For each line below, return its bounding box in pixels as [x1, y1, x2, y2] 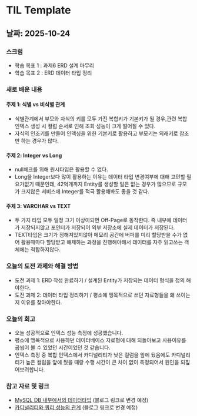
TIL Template [6, 4, 71, 17]
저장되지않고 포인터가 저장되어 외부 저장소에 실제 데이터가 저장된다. [21, 224, 175, 231]
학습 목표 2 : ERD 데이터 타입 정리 [14, 69, 92, 76]
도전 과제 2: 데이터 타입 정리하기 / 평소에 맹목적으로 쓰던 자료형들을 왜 [14, 291, 175, 298]
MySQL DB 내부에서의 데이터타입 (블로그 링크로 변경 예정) [14, 397, 149, 404]
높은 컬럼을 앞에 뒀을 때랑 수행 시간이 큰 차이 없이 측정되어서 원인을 [25, 359, 179, 365]
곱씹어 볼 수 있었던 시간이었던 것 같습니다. [14, 344, 111, 351]
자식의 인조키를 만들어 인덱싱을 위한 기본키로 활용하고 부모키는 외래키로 [14, 130, 178, 137]
